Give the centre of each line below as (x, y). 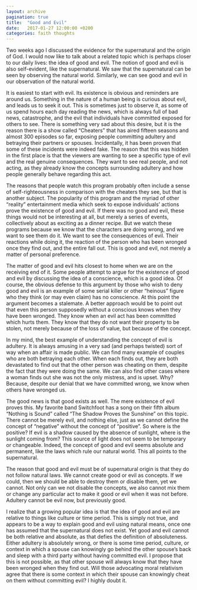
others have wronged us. (36, 390)
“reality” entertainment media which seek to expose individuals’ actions (93, 204)
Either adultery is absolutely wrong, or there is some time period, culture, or (98, 543)
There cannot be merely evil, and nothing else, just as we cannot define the (97, 420)
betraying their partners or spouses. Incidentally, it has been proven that (94, 143)
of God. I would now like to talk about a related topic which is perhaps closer (99, 57)
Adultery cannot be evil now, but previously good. (66, 500)
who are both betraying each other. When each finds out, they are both (92, 359)
